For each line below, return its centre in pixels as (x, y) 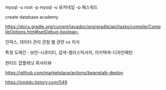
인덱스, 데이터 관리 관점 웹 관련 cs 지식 (43, 42)
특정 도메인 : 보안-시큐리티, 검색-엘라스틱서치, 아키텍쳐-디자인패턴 (69, 52)
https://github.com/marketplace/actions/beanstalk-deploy (64, 73)
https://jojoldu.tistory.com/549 (36, 82)
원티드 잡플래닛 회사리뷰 (28, 63)
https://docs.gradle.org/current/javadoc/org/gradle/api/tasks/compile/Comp (83, 27)
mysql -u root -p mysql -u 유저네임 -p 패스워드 (52, 7)
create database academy (32, 17)
